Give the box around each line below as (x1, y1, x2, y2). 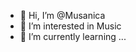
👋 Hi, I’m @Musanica (19, 10, 106, 21)
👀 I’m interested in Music (19, 20, 122, 32)
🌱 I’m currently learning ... (19, 31, 127, 42)
